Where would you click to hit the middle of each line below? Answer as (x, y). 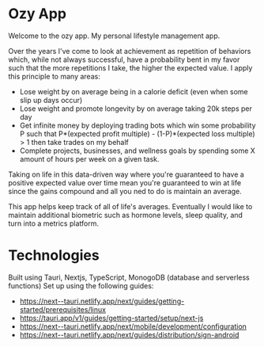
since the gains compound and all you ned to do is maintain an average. (125, 191)
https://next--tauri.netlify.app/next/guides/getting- (102, 301)
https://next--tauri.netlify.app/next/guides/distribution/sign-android (129, 334)
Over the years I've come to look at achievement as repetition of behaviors (130, 51)
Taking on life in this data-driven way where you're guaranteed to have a (126, 174)
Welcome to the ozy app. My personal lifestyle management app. (114, 36)
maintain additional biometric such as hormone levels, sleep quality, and (126, 215)
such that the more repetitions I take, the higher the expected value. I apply (130, 67)
